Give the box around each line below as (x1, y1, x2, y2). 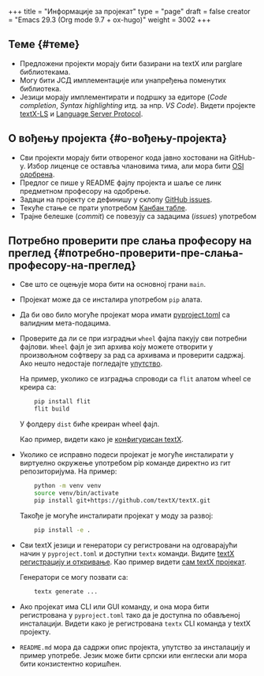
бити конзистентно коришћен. (19, 659, 122, 668)
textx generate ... (34, 587, 99, 596)
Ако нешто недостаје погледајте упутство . (19, 358, 163, 369)
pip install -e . (34, 526, 91, 534)
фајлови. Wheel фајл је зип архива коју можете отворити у (19, 342, 214, 351)
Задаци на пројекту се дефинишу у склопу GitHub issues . (19, 195, 213, 204)
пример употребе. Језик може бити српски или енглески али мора (19, 650, 247, 660)
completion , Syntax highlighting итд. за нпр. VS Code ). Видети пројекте (19, 100, 256, 110)
